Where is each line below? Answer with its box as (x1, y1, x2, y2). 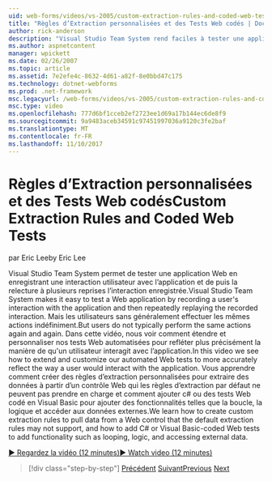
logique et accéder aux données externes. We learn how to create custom (8, 407, 253, 416)
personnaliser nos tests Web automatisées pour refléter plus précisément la (8, 338, 261, 347)
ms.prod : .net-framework (8, 87, 92, 96)
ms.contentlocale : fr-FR (8, 132, 92, 140)
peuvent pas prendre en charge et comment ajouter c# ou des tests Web (8, 389, 251, 399)
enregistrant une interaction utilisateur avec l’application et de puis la (8, 277, 238, 287)
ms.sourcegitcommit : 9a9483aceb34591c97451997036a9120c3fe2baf (8, 117, 227, 126)
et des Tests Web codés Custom (8, 192, 227, 211)
